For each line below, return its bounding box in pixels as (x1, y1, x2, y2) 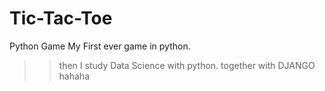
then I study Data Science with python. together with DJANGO (58, 59, 316, 71)
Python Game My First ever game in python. (9, 40, 191, 52)
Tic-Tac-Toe (9, 7, 113, 30)
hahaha (58, 70, 91, 82)
